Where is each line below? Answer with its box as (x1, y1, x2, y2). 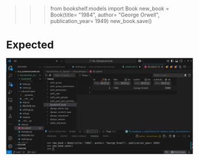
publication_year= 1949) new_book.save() (50, 18, 152, 24)
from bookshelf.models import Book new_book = (50, 5, 169, 12)
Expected (6, 38, 54, 52)
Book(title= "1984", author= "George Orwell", (50, 11, 160, 18)
